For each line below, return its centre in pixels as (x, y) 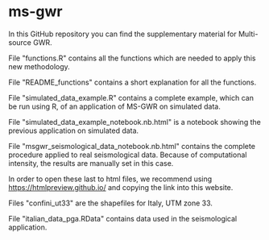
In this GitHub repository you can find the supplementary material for (122, 34)
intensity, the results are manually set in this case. (91, 163)
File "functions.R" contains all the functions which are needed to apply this (132, 58)
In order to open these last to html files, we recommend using (110, 179)
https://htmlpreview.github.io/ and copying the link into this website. (121, 187)
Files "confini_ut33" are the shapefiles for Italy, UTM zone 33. (111, 203)
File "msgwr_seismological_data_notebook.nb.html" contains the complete (132, 146)
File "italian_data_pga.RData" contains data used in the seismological (123, 218)
